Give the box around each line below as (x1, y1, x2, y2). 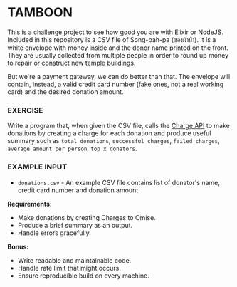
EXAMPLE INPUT (7, 162, 68, 172)
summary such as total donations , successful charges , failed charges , (7, 137, 220, 145)
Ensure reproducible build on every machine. (17, 271, 149, 280)
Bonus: (7, 242, 29, 251)
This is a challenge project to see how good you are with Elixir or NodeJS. (7, 28, 224, 36)
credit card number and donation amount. (17, 186, 140, 194)
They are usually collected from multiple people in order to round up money (7, 51, 229, 59)
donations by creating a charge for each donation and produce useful (7, 129, 211, 137)
